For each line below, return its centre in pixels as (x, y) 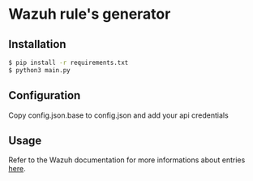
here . (17, 169)
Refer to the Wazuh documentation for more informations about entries (127, 160)
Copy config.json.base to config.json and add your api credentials (118, 115)
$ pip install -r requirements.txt (69, 62)
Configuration (45, 95)
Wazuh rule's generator (90, 14)
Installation (37, 44)
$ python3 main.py (39, 70)
